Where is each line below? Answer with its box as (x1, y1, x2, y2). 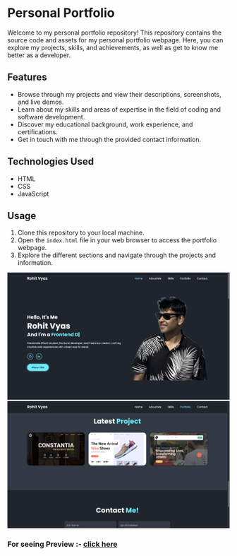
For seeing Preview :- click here (7, 539, 118, 549)
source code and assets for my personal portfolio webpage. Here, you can (7, 35, 224, 44)
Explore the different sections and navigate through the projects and (17, 251, 217, 259)
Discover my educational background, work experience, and (17, 120, 193, 129)
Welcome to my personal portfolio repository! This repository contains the (7, 28, 222, 37)
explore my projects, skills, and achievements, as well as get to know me (7, 43, 219, 52)
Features (7, 71, 47, 83)
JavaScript (17, 189, 49, 198)
